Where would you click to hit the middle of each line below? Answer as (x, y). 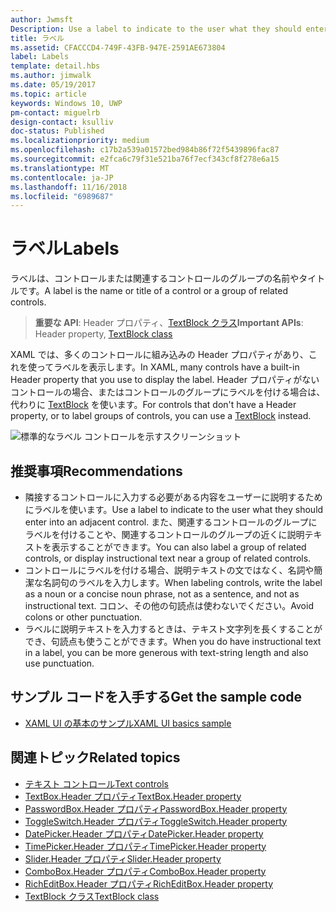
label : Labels (40, 57)
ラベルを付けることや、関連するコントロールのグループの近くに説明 (164, 534)
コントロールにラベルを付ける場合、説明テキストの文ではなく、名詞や (169, 570)
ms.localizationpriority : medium (80, 141)
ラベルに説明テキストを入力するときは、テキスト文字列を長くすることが (173, 629)
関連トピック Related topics (95, 757)
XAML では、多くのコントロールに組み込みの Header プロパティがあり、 (159, 355)
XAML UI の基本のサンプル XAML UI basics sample (128, 723)
